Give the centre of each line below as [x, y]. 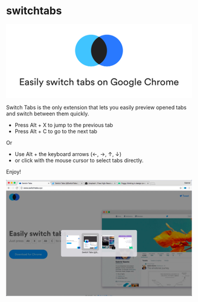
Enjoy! [14, 172]
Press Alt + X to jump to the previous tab [64, 125]
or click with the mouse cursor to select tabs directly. [79, 161]
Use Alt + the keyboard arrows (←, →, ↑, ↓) [68, 154]
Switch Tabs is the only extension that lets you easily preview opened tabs [96, 108]
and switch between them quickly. [48, 114]
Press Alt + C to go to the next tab [56, 131]
